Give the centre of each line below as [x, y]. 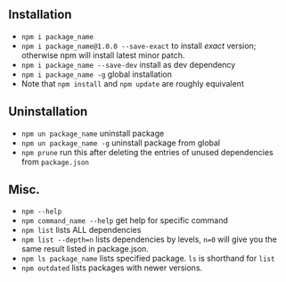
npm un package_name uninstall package [93, 133]
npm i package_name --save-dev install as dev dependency [128, 64]
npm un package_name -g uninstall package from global [121, 143]
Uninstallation [48, 112]
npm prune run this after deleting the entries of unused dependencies [147, 152]
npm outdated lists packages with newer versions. [112, 268]
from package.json [55, 162]
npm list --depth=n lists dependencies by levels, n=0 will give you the [149, 239]
